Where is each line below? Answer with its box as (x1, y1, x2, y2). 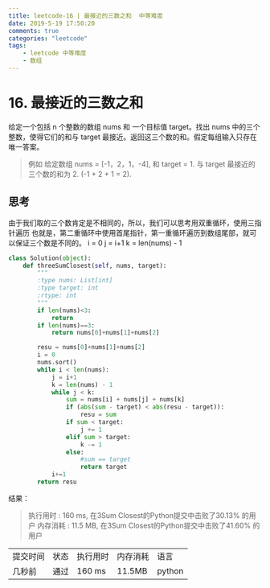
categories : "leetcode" (8, 34, 88, 43)
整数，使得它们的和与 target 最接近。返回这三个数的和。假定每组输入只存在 (8, 132, 257, 142)
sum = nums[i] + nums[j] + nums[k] (65, 396, 185, 404)
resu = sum (80, 411, 117, 419)
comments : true (8, 27, 59, 35)
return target (80, 463, 128, 471)
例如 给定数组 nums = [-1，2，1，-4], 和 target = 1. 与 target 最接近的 (27, 158, 256, 169)
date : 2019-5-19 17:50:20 (8, 19, 95, 27)
